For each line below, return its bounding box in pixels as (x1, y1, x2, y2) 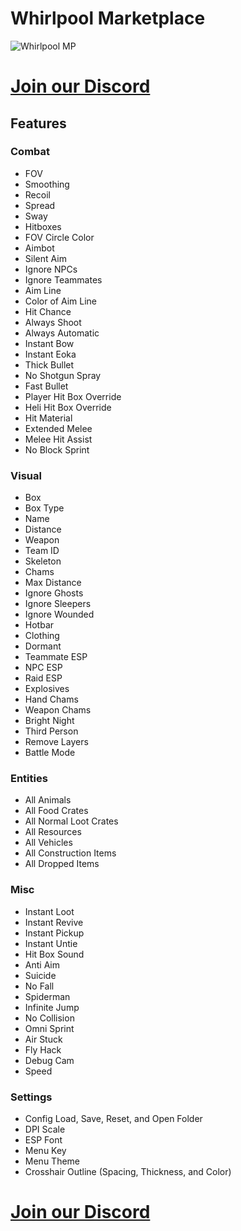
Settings (10, 1090, 53, 1104)
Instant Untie (24, 937, 78, 949)
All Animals (24, 794, 72, 806)
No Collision (24, 1012, 75, 1024)
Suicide (24, 969, 57, 981)
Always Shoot (24, 316, 82, 328)
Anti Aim (24, 958, 61, 971)
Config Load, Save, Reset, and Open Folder (24, 1113, 203, 1124)
